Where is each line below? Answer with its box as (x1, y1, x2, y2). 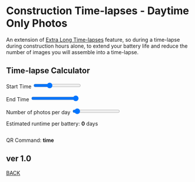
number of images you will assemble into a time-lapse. (6, 48, 139, 55)
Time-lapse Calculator (6, 66, 90, 76)
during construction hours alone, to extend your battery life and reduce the (6, 42, 188, 49)
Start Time (6, 82, 32, 90)
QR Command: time (6, 137, 54, 144)
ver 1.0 (6, 154, 31, 164)
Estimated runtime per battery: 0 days (6, 120, 98, 127)
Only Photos (6, 16, 68, 30)
